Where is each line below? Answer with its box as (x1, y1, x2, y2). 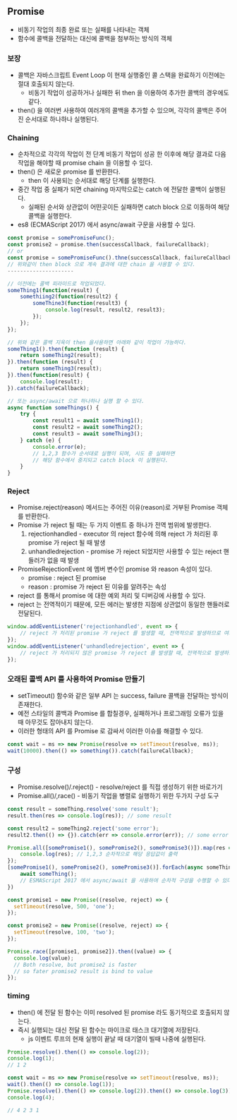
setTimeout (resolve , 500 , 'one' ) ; (13, 903, 115, 910)
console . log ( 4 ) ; (7, 1094, 55, 1101)
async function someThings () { (7, 404, 99, 411)
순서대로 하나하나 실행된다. (25, 115, 99, 124)
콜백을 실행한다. (28, 212, 72, 220)
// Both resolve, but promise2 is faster (13, 961, 138, 968)
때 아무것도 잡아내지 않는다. (17, 718, 94, 726)
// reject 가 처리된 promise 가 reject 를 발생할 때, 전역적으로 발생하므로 (20, 630, 221, 637)
